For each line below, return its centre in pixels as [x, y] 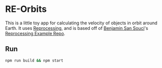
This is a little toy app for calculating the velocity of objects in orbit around [81, 23]
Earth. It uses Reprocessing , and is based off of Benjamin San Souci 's [77, 28]
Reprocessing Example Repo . [35, 33]
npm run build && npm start [34, 61]
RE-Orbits [26, 9]
